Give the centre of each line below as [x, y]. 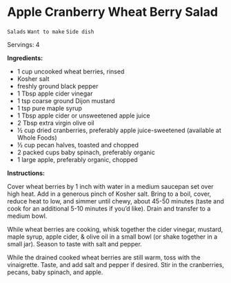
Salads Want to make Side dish [51, 32]
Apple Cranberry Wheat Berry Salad [113, 12]
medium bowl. [27, 216]
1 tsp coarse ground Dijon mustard [66, 100]
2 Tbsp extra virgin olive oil [56, 122]
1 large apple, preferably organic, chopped [77, 159]
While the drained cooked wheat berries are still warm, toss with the [104, 257]
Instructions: [26, 173]
